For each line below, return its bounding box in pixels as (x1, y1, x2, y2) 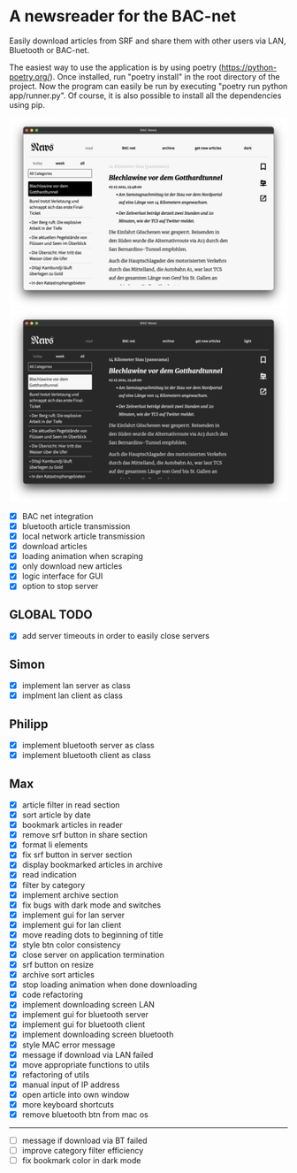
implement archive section (21, 889, 119, 900)
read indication (21, 870, 77, 880)
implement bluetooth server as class (21, 740, 155, 751)
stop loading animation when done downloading (21, 979, 197, 990)
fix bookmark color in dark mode (21, 1155, 141, 1166)
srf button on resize (21, 960, 95, 970)
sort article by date (21, 809, 91, 820)
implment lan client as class (21, 690, 124, 701)
